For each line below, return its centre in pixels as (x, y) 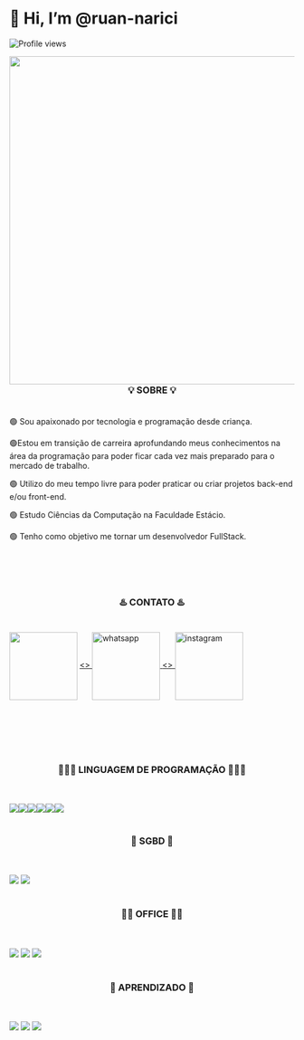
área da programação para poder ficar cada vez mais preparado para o (142, 456)
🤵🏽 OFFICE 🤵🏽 (152, 914)
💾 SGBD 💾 (152, 841)
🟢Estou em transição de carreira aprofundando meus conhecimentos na (145, 444)
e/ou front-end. (38, 497)
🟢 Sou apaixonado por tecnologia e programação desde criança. (131, 422)
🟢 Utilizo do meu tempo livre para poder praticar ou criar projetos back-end (151, 484)
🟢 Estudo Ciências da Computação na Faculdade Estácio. (118, 515)
